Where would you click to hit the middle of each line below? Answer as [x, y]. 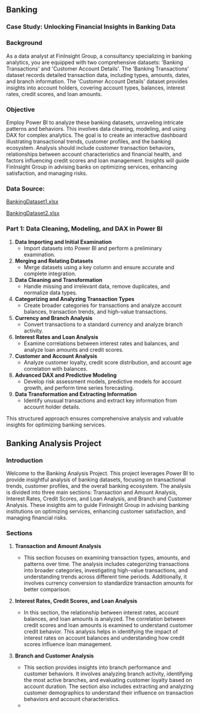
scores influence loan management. [68, 644]
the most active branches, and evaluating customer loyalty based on [108, 680]
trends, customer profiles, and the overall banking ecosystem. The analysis [99, 486]
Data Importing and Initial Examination [63, 242]
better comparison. [47, 589]
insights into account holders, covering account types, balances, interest [96, 87]
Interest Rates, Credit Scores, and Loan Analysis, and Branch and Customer [99, 499]
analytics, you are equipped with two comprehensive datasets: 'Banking [95, 62]
